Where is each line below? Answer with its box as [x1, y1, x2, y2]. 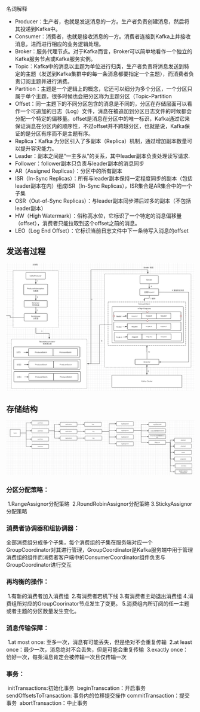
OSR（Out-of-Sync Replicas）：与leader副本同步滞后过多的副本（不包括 [14, 197, 192, 204]
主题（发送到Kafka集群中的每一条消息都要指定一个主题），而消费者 [25, 71, 189, 77]
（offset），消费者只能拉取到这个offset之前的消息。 [14, 220, 140, 227]
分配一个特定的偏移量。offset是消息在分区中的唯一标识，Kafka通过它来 [14, 115, 190, 122]
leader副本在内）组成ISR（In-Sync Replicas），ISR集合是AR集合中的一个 [14, 182, 192, 190]
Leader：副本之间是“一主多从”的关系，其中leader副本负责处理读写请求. [14, 152, 190, 160]
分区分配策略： [6, 485, 50, 494]
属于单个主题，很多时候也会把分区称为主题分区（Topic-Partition [14, 93, 172, 100]
